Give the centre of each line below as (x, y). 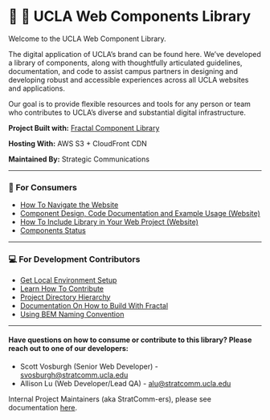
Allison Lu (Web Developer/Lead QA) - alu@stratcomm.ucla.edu (125, 383)
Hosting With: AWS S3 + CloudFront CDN (78, 143)
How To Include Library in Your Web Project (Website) (109, 222)
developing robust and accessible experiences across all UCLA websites (129, 80)
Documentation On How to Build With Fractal (94, 305)
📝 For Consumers (43, 187)
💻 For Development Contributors (74, 259)
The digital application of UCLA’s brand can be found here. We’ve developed (135, 54)
